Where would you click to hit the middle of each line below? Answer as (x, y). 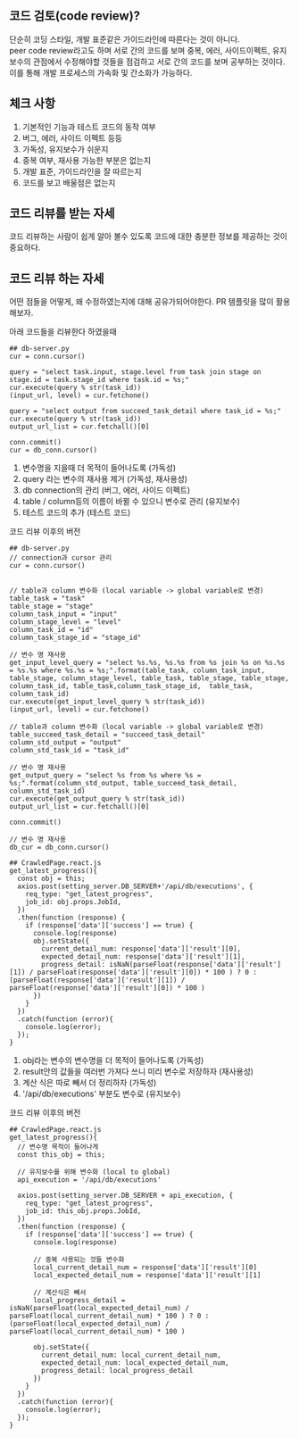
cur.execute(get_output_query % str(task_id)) (97, 799)
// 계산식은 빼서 (59, 1293)
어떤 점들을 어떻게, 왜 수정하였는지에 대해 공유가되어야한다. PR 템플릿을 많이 (141, 302)
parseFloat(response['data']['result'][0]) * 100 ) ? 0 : (147, 973)
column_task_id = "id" (51, 630)
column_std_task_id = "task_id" (69, 751)
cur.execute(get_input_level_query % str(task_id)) (107, 702)
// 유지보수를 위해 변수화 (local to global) (94, 1172)
